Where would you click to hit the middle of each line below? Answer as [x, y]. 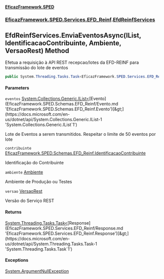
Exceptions [17, 260]
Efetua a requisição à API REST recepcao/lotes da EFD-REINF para [72, 63]
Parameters [17, 88]
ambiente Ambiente [24, 172]
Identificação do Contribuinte [34, 163]
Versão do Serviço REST [30, 201]
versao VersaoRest [24, 191]
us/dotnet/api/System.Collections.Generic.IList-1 [54, 120]
